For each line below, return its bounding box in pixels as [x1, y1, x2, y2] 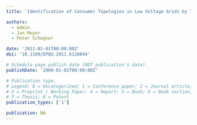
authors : [6, 19, 28, 25]
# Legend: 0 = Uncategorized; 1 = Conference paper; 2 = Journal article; [6, 83, 193, 89]
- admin [11, 25, 30, 30]
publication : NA [6, 110, 46, 116]
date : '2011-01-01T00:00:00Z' [6, 46, 80, 52]
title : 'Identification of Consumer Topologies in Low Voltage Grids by [6, 8, 188, 15]
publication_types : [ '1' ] [6, 100, 69, 106]
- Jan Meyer [11, 30, 41, 36]
